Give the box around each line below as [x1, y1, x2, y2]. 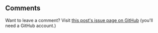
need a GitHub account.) [5, 22, 56, 28]
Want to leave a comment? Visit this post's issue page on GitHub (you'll [5, 17, 153, 23]
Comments [5, 4, 41, 12]
